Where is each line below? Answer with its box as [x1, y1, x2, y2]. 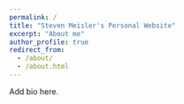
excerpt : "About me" [9, 29, 86, 38]
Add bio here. [9, 85, 59, 97]
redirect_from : [9, 46, 65, 55]
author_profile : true [9, 37, 89, 47]
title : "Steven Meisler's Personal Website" [9, 21, 176, 30]
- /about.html [17, 63, 69, 71]
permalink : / [9, 12, 57, 22]
